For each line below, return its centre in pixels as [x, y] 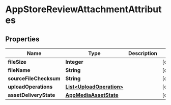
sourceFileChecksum [34, 78]
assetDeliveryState [32, 95]
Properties [22, 39]
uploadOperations [30, 87]
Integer [74, 62]
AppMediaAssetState [92, 95]
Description [143, 53]
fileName [19, 70]
